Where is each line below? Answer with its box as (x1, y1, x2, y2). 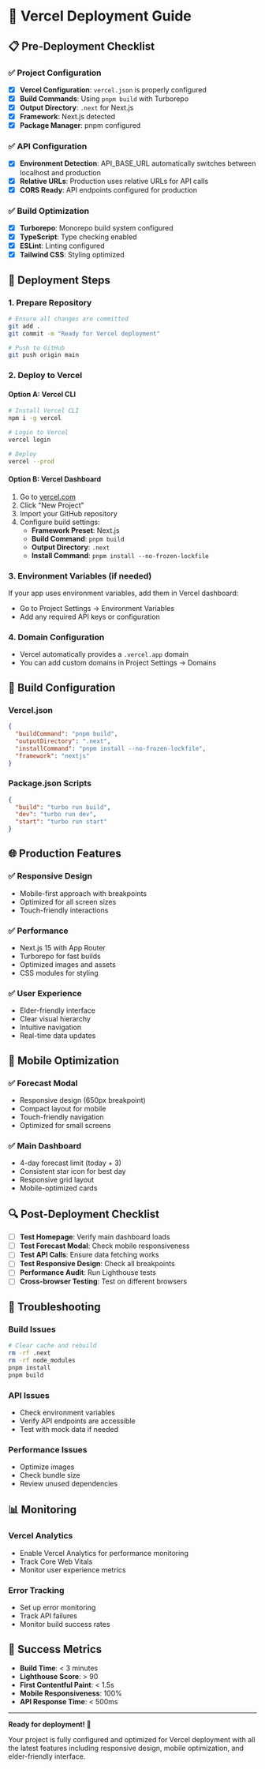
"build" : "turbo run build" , (15, 803, 111, 811)
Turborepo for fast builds (19, 951, 101, 961)
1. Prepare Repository (8, 297, 92, 308)
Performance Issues (8, 1444, 88, 1455)
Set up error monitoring (19, 1602, 96, 1613)
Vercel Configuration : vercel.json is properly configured (19, 84, 207, 94)
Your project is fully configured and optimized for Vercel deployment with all (8, 1734, 256, 1744)
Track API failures (19, 1611, 77, 1621)
